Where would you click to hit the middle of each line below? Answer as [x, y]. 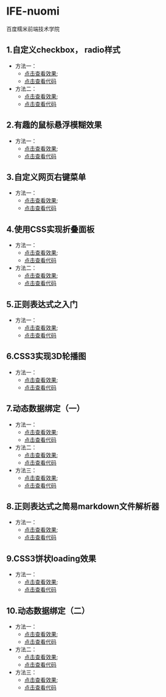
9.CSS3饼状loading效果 [51, 558]
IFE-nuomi [33, 11]
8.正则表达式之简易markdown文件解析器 [83, 506]
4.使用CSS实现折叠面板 [50, 229]
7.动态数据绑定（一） [46, 409]
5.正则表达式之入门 [42, 304]
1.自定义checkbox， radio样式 [63, 50]
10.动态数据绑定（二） [48, 611]
